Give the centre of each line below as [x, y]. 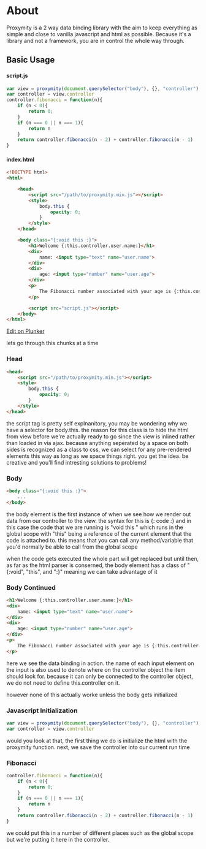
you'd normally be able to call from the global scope [72, 547]
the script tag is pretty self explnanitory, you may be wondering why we [97, 423]
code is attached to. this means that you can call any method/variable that [100, 540]
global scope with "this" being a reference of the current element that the [99, 533]
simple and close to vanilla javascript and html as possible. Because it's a [99, 34]
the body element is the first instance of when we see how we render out [99, 514]
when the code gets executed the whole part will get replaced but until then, [103, 558]
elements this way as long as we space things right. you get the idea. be [97, 456]
